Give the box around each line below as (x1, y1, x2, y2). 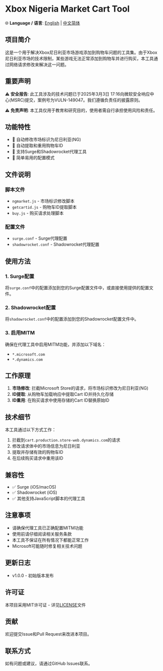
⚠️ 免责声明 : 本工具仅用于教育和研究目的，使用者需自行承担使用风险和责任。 (5, 107, 158, 113)
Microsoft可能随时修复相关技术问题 (12, 543, 82, 549)
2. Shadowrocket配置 (5, 304, 56, 311)
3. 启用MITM (5, 329, 35, 336)
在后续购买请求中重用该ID (12, 455, 64, 461)
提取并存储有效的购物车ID (12, 449, 64, 455)
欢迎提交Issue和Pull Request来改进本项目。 (5, 631, 92, 637)
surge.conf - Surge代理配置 (12, 235, 67, 241)
